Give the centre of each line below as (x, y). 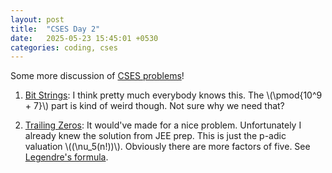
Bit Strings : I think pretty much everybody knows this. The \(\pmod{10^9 (173, 95)
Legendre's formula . (66, 157)
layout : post (37, 19)
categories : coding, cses (64, 47)
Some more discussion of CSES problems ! (97, 76)
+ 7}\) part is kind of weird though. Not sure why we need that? (154, 106)
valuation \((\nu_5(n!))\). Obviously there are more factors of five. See (167, 147)
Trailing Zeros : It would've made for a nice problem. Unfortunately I (163, 125)
